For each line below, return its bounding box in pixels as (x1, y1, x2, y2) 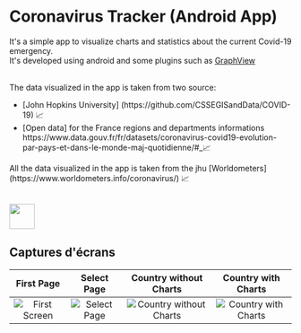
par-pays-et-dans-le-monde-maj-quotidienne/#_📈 (21, 142, 211, 153)
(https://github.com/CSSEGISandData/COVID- (120, 99, 291, 110)
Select (80, 271, 109, 284)
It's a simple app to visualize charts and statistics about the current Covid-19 (9, 36, 292, 47)
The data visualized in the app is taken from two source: (9, 82, 217, 92)
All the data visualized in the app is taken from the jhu (9, 162, 208, 173)
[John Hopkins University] (21, 99, 119, 110)
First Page (15, 276, 61, 289)
